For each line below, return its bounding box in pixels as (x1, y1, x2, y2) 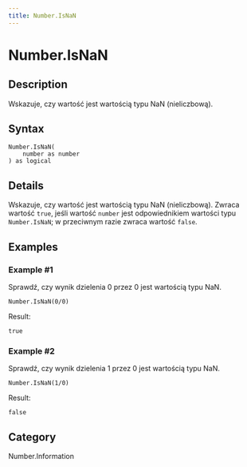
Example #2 (8, 345, 56, 356)
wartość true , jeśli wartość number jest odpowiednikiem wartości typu (8, 208, 237, 218)
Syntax (8, 122, 45, 136)
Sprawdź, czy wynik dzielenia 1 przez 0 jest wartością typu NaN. (8, 364, 221, 374)
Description (8, 77, 68, 92)
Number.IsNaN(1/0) (8, 379, 69, 387)
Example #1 (8, 264, 53, 275)
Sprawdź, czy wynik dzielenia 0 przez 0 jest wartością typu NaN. (8, 282, 222, 291)
